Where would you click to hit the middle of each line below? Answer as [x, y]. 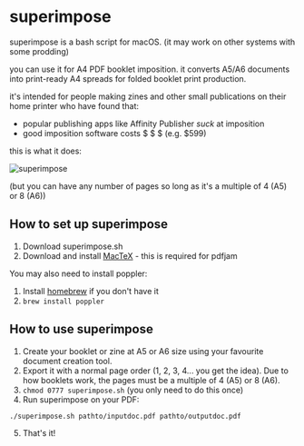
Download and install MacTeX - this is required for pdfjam [130, 255]
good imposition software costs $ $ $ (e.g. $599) [114, 133]
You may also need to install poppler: [78, 273]
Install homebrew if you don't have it [90, 291]
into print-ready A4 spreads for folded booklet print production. [128, 78]
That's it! [39, 432]
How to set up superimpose [89, 224]
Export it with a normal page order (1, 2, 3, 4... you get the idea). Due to [155, 371]
